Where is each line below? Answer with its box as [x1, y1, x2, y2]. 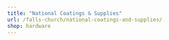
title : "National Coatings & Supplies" [7, 9, 123, 17]
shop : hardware [7, 22, 51, 29]
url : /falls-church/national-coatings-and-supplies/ [7, 16, 163, 23]
